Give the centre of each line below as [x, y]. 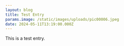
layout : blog [19, 10]
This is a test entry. [25, 38]
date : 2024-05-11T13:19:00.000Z [39, 24]
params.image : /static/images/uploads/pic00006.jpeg [62, 19]
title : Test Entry [25, 15]
